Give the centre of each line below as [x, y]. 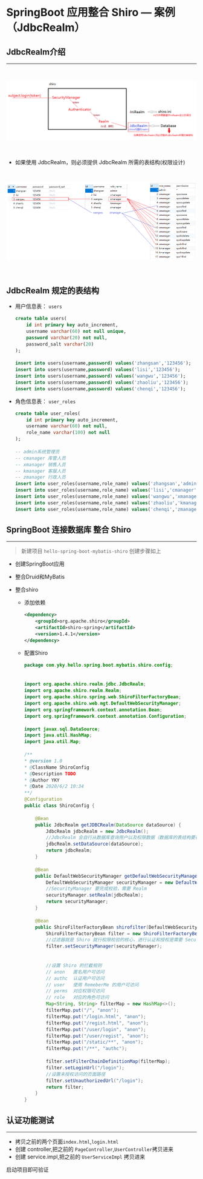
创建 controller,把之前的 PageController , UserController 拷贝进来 [94, 1149]
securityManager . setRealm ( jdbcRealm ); [95, 895]
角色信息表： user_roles [45, 401]
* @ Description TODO [50, 773]
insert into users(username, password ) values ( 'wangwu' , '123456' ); [100, 376]
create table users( [41, 319]
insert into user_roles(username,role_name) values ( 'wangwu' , [95, 497]
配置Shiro [36, 653]
